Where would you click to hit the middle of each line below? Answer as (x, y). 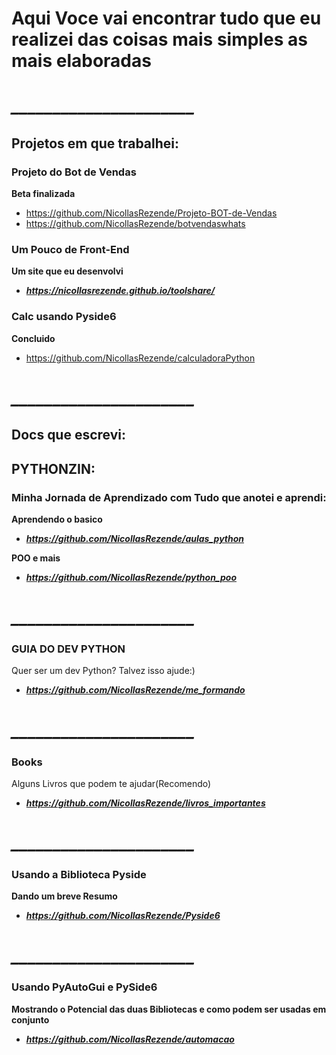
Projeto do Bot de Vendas (74, 172)
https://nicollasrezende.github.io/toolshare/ (120, 291)
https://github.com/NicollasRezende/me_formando (135, 690)
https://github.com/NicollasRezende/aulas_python (135, 538)
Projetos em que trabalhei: (95, 143)
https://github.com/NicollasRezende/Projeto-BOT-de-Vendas (151, 213)
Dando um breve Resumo (64, 896)
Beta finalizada (43, 194)
